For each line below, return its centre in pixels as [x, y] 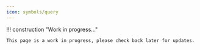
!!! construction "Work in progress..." [52, 29]
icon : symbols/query [33, 12]
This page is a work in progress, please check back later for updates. [101, 40]
